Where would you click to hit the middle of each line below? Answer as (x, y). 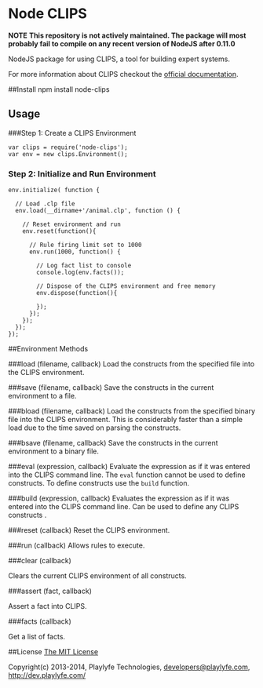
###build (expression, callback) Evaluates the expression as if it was (119, 498)
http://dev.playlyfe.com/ (47, 675)
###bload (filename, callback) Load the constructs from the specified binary (132, 411)
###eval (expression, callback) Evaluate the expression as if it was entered (129, 467)
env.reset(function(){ (59, 231)
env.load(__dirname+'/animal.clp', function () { (98, 211)
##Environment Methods (48, 349)
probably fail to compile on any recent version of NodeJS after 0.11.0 (122, 43)
